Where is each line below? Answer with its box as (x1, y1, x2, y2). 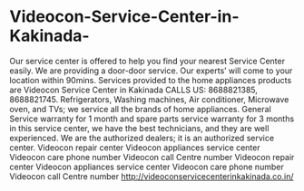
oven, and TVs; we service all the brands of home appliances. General (9, 103, 272, 114)
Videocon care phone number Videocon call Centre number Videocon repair (9, 151, 295, 162)
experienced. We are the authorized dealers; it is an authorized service (9, 132, 275, 143)
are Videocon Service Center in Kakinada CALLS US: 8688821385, (9, 84, 259, 95)
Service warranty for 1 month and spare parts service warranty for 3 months (9, 113, 295, 124)
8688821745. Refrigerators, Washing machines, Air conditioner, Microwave (9, 93, 289, 105)
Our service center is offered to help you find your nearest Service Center (9, 55, 286, 66)
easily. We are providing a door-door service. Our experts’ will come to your (9, 65, 293, 76)
